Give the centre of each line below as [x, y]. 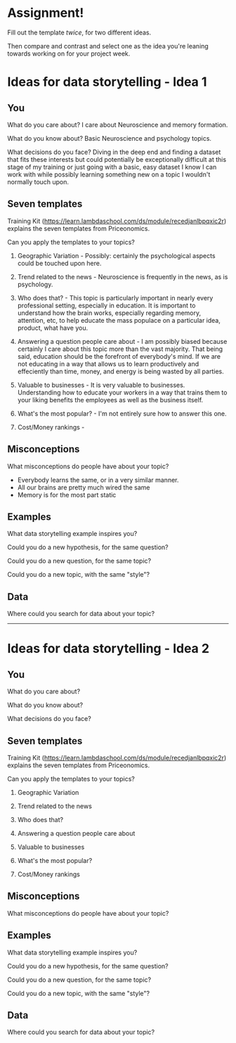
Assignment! [46, 13]
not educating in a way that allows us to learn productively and [108, 364]
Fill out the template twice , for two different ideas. [79, 32]
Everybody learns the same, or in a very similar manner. [98, 480]
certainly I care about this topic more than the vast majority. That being [120, 349]
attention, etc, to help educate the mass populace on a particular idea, [119, 320]
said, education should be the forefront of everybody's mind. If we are [119, 356]
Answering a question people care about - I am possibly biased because [122, 341]
